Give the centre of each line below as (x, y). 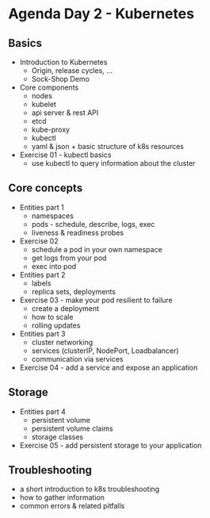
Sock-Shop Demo (60, 79)
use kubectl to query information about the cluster (113, 163)
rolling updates (56, 325)
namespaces (52, 216)
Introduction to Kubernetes (63, 62)
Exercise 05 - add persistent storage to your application (111, 445)
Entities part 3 (42, 333)
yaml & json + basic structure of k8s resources (108, 146)
